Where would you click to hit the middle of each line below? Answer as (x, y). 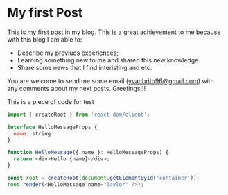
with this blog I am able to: (45, 39)
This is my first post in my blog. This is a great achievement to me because (114, 32)
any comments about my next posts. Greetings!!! (77, 88)
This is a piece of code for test (51, 101)
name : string (32, 133)
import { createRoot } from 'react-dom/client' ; (79, 115)
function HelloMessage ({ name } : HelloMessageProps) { (88, 153)
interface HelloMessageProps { (52, 127)
